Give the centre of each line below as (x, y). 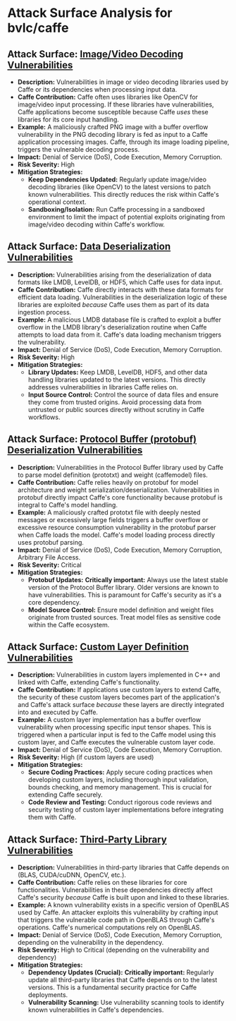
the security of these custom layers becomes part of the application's (119, 697)
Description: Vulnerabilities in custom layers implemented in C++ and (119, 675)
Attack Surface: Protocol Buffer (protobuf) (102, 439)
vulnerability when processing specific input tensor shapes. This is (114, 727)
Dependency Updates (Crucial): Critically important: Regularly (121, 972)
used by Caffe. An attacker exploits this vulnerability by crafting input (118, 912)
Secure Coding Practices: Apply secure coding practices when (120, 772)
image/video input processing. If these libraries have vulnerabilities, (116, 104)
